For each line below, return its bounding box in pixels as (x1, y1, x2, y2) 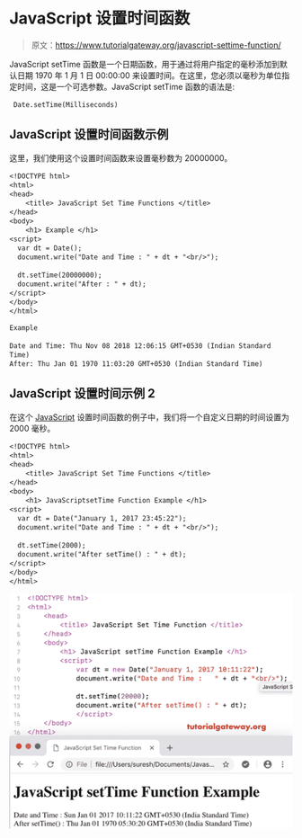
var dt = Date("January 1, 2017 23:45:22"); (17, 513, 187, 522)
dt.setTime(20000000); (17, 271, 102, 280)
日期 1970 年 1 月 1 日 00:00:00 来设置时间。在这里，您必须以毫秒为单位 (16, 69, 282, 81)
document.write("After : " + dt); (17, 280, 147, 289)
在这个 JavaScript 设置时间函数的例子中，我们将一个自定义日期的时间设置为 (9, 411, 290, 423)
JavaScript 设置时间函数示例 (9, 127, 169, 142)
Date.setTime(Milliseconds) (13, 100, 119, 109)
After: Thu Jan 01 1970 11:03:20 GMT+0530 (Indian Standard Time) (9, 359, 263, 369)
